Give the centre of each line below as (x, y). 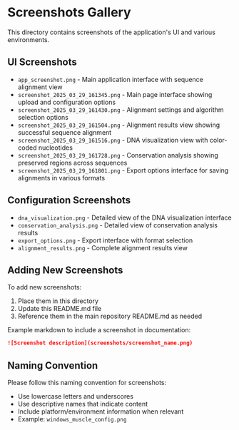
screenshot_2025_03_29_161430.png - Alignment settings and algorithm (121, 109)
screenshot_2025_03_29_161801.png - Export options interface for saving (123, 170)
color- (218, 140)
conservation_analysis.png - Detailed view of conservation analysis (117, 225)
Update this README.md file (60, 309)
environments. (29, 39)
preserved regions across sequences (72, 163)
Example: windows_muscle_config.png (72, 419)
